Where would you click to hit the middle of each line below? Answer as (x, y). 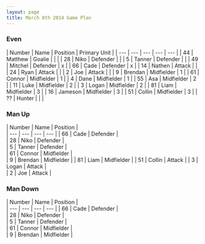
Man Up (18, 114)
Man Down (23, 189)
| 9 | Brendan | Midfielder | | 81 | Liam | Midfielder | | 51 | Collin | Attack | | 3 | (102, 160)
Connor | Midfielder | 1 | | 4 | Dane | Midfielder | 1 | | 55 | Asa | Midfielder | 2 (102, 78)
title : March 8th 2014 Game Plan (49, 18)
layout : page (23, 12)
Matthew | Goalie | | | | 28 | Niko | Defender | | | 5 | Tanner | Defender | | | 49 (102, 59)
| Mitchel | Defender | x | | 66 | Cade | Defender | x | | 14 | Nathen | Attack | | (102, 66)
